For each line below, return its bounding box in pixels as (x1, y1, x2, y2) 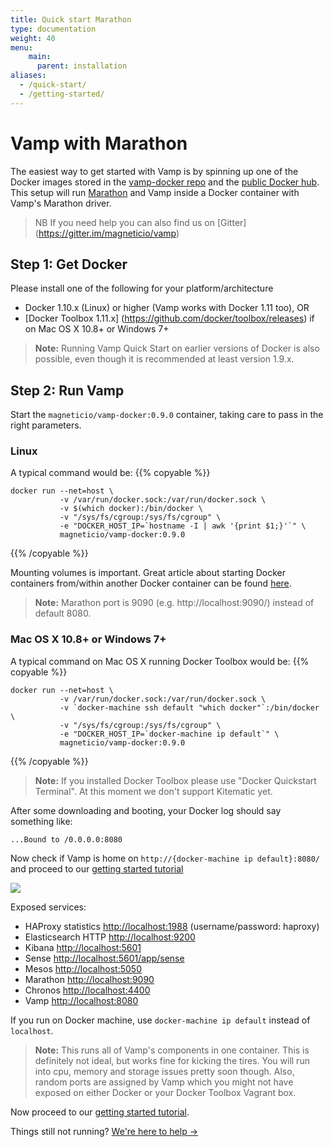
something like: (10, 815, 73, 827)
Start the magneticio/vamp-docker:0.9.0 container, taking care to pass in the (10, 409, 324, 421)
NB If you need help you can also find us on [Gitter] (34, 216, 247, 228)
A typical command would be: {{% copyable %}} (10, 467, 211, 479)
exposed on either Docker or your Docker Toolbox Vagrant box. (34, 1086, 297, 1098)
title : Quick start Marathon (10, 14, 132, 25)
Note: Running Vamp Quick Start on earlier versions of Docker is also (34, 342, 320, 355)
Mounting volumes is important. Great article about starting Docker (10, 567, 286, 579)
